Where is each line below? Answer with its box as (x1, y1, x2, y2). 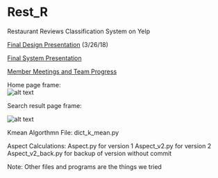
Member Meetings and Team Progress (7, 67, 117, 75)
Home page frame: (7, 80, 61, 89)
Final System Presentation (7, 53, 82, 62)
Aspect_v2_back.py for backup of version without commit (7, 149, 172, 157)
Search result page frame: (7, 101, 82, 109)
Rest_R (7, 4, 49, 20)
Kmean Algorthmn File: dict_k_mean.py (7, 128, 119, 136)
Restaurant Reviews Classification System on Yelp (7, 27, 151, 35)
